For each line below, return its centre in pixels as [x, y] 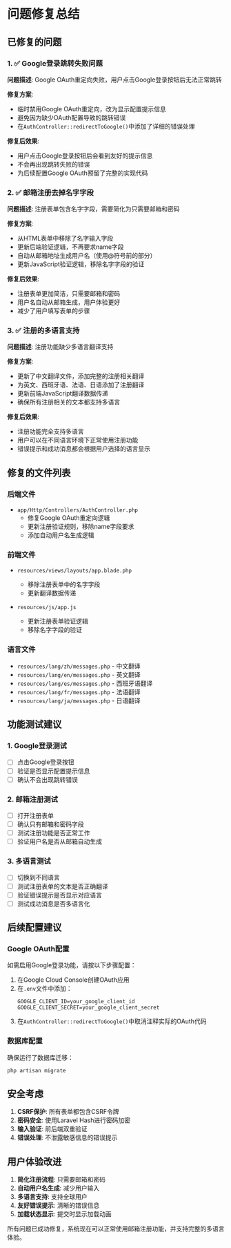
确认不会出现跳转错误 [47, 779]
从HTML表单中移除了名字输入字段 [65, 239]
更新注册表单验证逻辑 [58, 621]
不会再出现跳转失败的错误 [53, 164]
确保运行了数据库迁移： [40, 1057]
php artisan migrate [37, 1070]
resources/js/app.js [47, 608]
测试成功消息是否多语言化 [53, 904]
